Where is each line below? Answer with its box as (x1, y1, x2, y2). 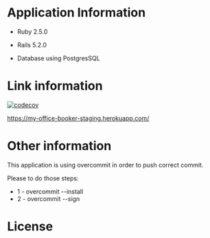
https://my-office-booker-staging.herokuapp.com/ (7, 114, 150, 122)
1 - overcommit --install (16, 187, 84, 195)
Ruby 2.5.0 (16, 27, 48, 36)
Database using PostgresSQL (16, 53, 101, 62)
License (7, 219, 54, 234)
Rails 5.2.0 (16, 40, 47, 49)
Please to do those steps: (7, 174, 79, 182)
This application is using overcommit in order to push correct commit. (7, 160, 204, 169)
